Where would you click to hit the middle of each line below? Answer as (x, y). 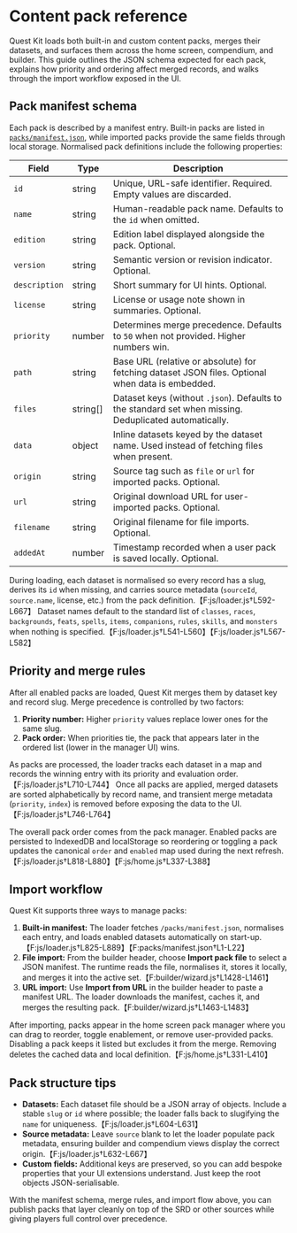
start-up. (246, 937)
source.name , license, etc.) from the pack (83, 600)
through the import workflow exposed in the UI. (95, 78)
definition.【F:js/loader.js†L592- (217, 600)
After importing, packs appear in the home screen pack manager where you (147, 1025)
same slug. (42, 728)
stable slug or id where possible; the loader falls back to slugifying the (151, 1114)
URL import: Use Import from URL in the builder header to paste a (142, 988)
